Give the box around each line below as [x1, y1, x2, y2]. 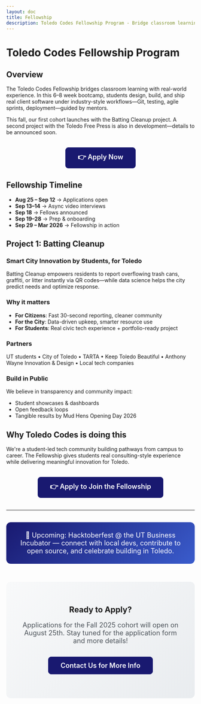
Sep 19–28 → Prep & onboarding [14, 215, 96, 222]
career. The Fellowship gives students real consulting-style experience [6, 452, 181, 459]
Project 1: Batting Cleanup [6, 239, 105, 249]
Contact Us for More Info [60, 661, 141, 670]
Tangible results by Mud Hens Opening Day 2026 [14, 412, 136, 419]
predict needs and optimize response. [6, 283, 100, 291]
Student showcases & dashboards [14, 400, 100, 407]
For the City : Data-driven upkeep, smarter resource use [14, 318, 153, 325]
